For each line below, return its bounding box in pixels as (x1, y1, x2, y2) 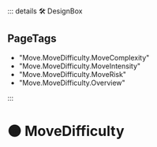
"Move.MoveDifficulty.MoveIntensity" (18, 61, 141, 71)
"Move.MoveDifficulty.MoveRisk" (18, 69, 127, 79)
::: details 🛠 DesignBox (7, 6, 83, 16)
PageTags (7, 32, 57, 46)
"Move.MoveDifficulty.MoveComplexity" (18, 53, 150, 62)
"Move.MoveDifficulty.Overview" (18, 78, 125, 87)
